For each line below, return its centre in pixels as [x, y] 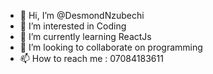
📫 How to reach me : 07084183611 [91, 58]
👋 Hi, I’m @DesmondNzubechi [82, 15]
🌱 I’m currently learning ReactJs [85, 36]
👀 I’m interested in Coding [73, 26]
